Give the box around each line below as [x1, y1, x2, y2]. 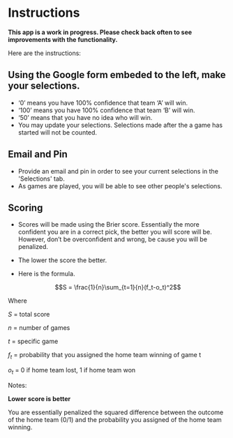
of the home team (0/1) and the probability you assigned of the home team [8, 415, 222, 423]
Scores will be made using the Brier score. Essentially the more [17, 220, 200, 229]
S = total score [8, 310, 50, 319]
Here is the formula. [17, 270, 75, 278]
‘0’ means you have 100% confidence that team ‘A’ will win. [17, 98, 188, 107]
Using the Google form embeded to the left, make [8, 69, 226, 81]
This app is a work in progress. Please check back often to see [8, 28, 193, 36]
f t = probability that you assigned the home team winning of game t [8, 351, 202, 361]
